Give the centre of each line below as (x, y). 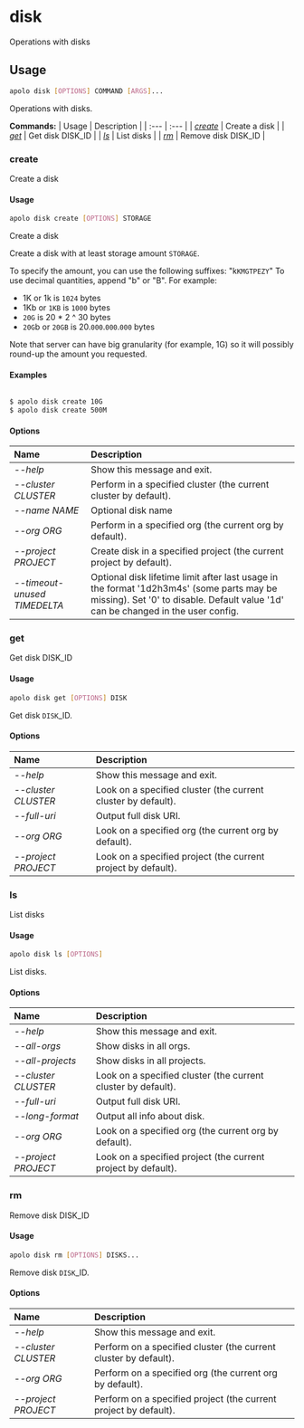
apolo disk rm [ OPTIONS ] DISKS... (75, 1255)
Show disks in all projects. (151, 1061)
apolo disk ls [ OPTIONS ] (56, 955)
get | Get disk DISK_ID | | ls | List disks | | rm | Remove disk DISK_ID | (137, 135)
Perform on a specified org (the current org (185, 1373)
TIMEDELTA (39, 605)
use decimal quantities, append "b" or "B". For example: (113, 281)
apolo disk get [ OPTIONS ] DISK (68, 698)
